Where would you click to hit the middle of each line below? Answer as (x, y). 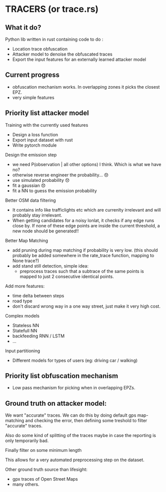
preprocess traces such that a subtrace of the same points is (82, 271)
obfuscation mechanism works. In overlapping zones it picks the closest (86, 87)
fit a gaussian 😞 (29, 185)
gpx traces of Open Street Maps (45, 479)
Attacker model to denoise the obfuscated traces (62, 54)
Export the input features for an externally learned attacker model (79, 59)
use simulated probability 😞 (41, 180)
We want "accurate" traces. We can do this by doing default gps (71, 415)
